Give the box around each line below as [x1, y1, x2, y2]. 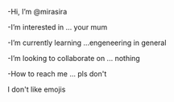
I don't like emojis [7, 84, 66, 94]
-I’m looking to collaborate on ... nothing [7, 54, 140, 63]
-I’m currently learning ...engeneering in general [7, 38, 167, 47]
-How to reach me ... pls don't [7, 69, 107, 79]
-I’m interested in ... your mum [7, 22, 108, 31]
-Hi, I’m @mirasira [7, 7, 68, 16]
